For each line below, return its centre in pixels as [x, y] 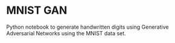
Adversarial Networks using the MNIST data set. [66, 33]
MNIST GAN [37, 10]
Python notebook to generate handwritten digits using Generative [87, 27]
